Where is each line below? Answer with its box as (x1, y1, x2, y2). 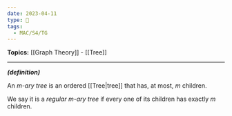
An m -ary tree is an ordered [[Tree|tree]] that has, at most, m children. (7, 81, 207, 90)
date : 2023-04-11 (7, 10, 57, 17)
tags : (7, 23, 23, 30)
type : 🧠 (7, 17, 30, 23)
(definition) (7, 68, 40, 77)
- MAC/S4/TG (13, 29, 48, 37)
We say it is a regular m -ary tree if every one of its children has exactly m (7, 95, 216, 104)
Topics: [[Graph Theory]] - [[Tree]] (7, 48, 107, 57)
